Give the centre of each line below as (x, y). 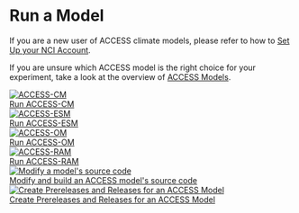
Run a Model (57, 16)
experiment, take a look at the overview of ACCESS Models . (120, 76)
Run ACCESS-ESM (44, 123)
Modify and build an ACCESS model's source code (104, 180)
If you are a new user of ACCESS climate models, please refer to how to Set (149, 40)
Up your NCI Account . (50, 49)
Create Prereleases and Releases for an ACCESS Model (113, 200)
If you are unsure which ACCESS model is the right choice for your (133, 67)
